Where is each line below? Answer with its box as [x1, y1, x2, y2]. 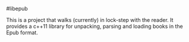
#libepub [6, 5, 28, 12]
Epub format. [6, 29, 39, 36]
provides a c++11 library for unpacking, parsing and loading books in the [6, 23, 183, 30]
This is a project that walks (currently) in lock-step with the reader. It [6, 17, 174, 23]
